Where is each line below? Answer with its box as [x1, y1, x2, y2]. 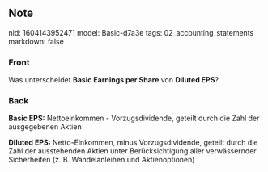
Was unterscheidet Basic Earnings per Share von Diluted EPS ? [8, 75, 219, 85]
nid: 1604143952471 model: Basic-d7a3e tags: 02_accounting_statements [8, 27, 254, 37]
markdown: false [8, 36, 65, 46]
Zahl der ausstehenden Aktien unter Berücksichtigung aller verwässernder [8, 146, 257, 156]
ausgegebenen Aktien [8, 122, 83, 132]
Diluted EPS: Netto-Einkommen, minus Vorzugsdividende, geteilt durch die [8, 137, 258, 148]
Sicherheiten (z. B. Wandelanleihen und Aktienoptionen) [8, 155, 195, 165]
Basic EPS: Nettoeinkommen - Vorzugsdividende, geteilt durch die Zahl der [8, 113, 260, 124]
